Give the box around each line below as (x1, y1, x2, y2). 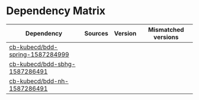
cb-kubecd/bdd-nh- (9, 77, 69, 85)
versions (153, 33, 179, 41)
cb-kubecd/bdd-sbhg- (9, 60, 76, 68)
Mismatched (147, 25, 185, 34)
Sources (84, 29, 108, 37)
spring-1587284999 (9, 50, 69, 59)
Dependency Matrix (6, 4, 105, 18)
